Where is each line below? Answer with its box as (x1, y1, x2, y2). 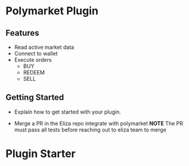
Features (5, 28, 39, 38)
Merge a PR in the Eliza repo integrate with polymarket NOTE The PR (14, 120, 183, 127)
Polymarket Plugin (5, 4, 99, 18)
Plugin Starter (5, 147, 76, 160)
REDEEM (23, 69, 45, 76)
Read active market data (14, 43, 75, 51)
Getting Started (5, 92, 64, 102)
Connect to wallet (14, 50, 58, 57)
